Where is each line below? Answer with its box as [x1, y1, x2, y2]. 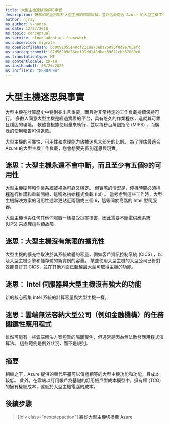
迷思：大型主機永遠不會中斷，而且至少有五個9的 [5, 161, 155, 170]
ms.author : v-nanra [5, 21, 46, 27]
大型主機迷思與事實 [5, 92, 85, 103]
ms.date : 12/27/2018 [5, 26, 49, 31]
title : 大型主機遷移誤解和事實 [5, 7, 62, 13]
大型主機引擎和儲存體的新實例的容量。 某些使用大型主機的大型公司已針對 [9, 257, 161, 263]
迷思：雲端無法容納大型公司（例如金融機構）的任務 [5, 310, 164, 319]
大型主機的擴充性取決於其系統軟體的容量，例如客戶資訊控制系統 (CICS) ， [5, 251, 158, 257]
